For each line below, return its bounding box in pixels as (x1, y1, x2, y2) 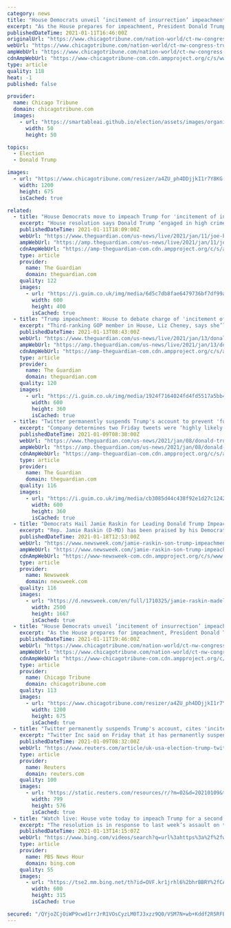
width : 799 (32, 796, 63, 803)
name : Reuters (25, 763, 67, 771)
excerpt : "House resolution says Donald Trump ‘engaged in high (19, 220, 208, 227)
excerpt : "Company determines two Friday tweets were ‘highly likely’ (19, 425, 226, 432)
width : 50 (25, 125, 54, 131)
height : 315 (32, 892, 67, 899)
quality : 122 (19, 277, 57, 284)
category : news (7, 10, 51, 17)
